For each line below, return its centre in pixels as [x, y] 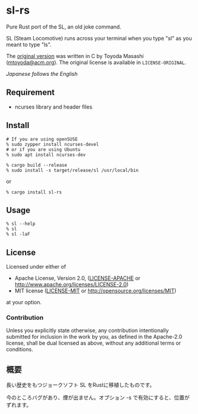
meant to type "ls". [29, 44]
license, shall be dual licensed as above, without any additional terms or [94, 343]
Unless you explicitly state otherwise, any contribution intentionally [87, 330]
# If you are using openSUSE [42, 139]
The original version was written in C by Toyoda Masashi [75, 56]
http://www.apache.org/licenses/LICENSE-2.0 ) [72, 285]
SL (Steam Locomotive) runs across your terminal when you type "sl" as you [99, 38]
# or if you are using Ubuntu [43, 149]
